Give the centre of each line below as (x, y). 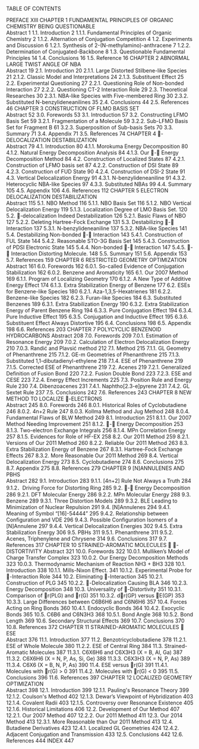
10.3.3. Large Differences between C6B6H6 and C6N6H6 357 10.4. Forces (97, 602)
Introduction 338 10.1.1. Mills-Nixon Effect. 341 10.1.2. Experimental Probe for (99, 570)
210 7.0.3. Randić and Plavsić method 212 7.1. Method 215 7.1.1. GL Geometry (99, 348)
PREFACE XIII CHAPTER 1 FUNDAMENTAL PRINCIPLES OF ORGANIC (90, 20)
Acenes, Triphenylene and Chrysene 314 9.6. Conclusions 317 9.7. (87, 539)
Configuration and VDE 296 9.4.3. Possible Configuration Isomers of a (92, 520)
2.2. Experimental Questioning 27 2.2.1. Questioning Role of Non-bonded (95, 83)
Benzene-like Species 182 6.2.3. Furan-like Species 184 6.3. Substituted (94, 298)
